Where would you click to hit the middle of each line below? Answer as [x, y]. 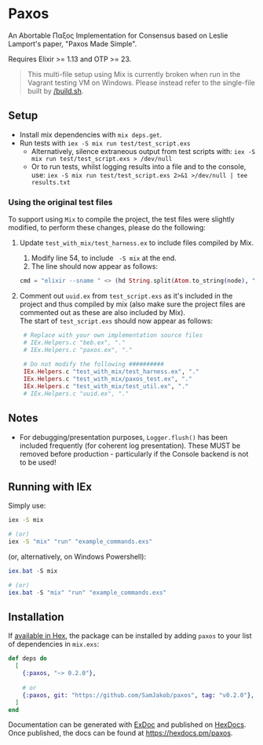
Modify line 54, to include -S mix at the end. [104, 258]
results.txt [51, 182]
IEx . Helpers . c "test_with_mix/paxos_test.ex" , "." [108, 379]
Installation [36, 617]
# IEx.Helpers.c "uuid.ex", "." [76, 394]
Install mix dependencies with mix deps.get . [91, 134]
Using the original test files [60, 202]
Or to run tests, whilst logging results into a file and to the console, [139, 167]
